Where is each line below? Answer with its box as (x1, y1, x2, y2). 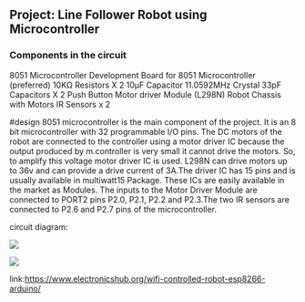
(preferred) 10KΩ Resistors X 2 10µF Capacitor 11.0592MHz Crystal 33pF (9, 79, 282, 90)
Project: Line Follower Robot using (9, 7, 208, 23)
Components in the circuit (9, 49, 127, 62)
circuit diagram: (9, 221, 68, 232)
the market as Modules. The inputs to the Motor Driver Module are (9, 184, 258, 195)
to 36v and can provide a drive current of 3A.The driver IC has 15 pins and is (9, 164, 296, 176)
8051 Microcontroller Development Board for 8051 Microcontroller (9, 69, 257, 80)
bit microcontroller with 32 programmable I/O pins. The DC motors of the (9, 126, 282, 137)
